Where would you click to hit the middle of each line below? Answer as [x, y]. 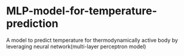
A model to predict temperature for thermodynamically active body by [92, 40]
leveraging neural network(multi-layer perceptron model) [76, 46]
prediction [32, 24]
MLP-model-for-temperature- [82, 11]
